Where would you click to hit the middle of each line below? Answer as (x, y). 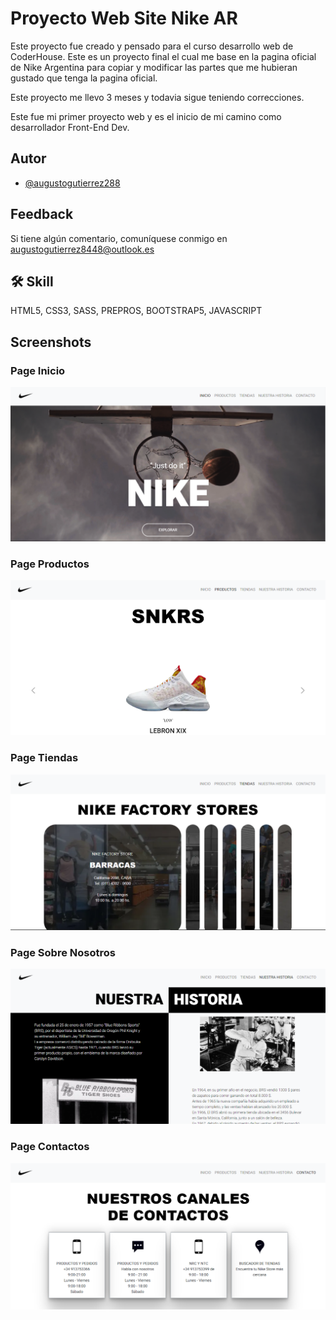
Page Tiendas (44, 758)
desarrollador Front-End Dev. (70, 127)
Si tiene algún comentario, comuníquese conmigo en (119, 238)
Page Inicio (38, 370)
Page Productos (50, 564)
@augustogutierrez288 (72, 183)
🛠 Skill (32, 281)
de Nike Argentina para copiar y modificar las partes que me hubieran (154, 67)
